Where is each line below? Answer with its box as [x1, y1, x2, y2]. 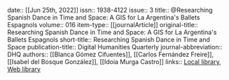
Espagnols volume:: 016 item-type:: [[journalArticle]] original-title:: [7, 21, 198, 29]
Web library [7, 65, 41, 73]
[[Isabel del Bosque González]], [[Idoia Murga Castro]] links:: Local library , [7, 58, 222, 65]
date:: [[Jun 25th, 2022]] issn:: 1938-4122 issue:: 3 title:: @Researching [7, 6, 213, 14]
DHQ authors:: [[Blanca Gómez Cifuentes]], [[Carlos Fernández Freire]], [7, 50, 214, 58]
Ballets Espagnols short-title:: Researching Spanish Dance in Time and [7, 35, 210, 44]
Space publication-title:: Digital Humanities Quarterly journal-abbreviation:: [7, 43, 223, 51]
